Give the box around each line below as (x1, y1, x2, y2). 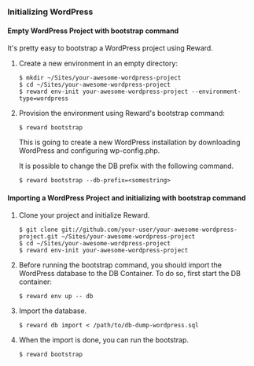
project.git (18, 233, 58, 241)
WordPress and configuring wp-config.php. (18, 146, 160, 155)
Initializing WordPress (7, 6, 94, 17)
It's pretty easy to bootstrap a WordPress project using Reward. (7, 43, 213, 53)
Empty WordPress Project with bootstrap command (7, 26, 179, 35)
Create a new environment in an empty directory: (18, 58, 179, 69)
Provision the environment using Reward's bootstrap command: (18, 109, 225, 118)
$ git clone (18, 226, 58, 234)
